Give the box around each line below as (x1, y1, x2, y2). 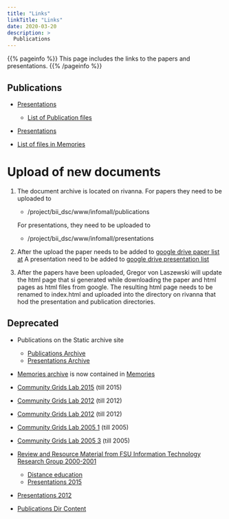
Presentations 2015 (27, 478, 83, 486)
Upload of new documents (7, 165, 161, 180)
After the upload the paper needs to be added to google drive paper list (17, 247, 220, 255)
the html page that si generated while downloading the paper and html (17, 275, 217, 284)
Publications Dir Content (17, 504, 87, 513)
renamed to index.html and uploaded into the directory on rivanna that (17, 290, 216, 298)
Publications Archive (27, 349, 86, 357)
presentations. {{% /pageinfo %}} (7, 62, 102, 70)
